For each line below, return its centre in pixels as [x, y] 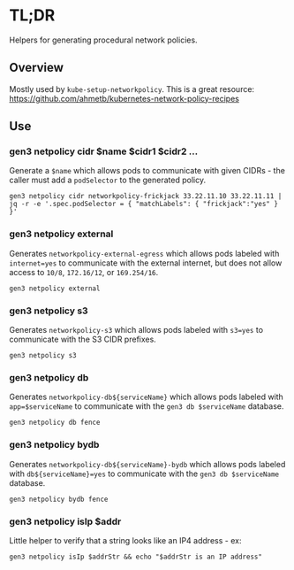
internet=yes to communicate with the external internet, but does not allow [146, 263]
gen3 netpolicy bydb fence [59, 499]
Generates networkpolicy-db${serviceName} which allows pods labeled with [147, 397]
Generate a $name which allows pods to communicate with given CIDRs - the [147, 171]
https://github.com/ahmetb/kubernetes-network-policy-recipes [124, 98]
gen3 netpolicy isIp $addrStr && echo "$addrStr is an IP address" [136, 557]
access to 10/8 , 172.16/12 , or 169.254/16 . [84, 272]
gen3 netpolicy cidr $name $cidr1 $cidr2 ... [104, 151]
